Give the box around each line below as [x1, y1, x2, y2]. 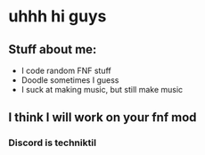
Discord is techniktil [8, 136, 97, 149]
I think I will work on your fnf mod [8, 110, 197, 126]
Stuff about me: [8, 42, 97, 57]
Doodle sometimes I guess [20, 75, 119, 86]
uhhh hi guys [8, 6, 107, 27]
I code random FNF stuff [20, 65, 112, 76]
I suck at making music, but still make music [20, 85, 184, 94]
